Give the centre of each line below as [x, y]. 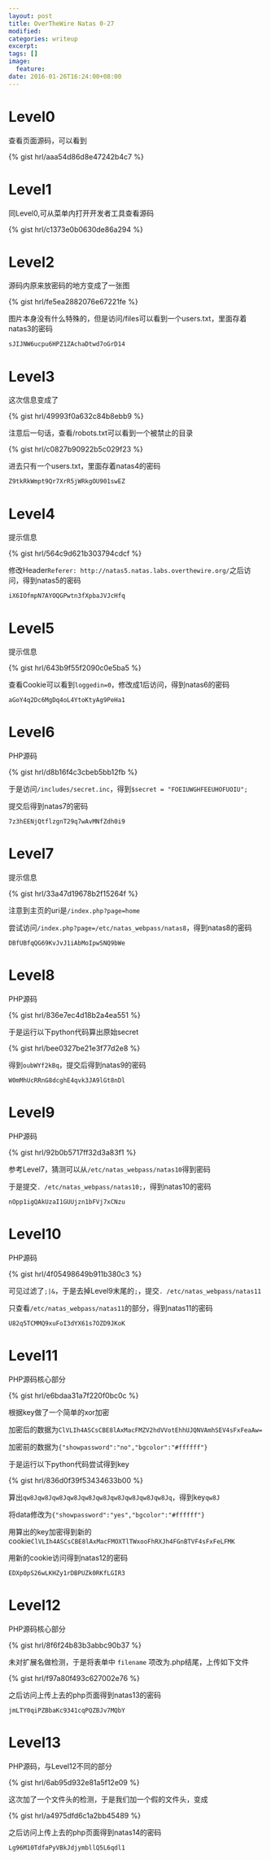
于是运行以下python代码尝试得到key [69, 1464]
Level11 [33, 1356]
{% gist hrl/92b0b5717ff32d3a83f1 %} [72, 1153]
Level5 [31, 628]
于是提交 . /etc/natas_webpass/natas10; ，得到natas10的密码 [110, 1186]
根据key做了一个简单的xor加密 [59, 1412]
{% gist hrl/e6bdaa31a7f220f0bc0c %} [74, 1395]
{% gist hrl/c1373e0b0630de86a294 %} [76, 229]
